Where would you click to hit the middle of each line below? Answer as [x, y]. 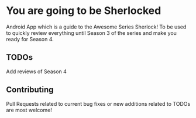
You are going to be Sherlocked [84, 11]
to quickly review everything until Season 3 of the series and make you [92, 33]
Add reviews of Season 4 [37, 71]
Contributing [30, 90]
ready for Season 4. [30, 39]
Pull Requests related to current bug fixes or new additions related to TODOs [98, 103]
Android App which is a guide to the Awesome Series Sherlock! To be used [96, 27]
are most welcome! [29, 110]
